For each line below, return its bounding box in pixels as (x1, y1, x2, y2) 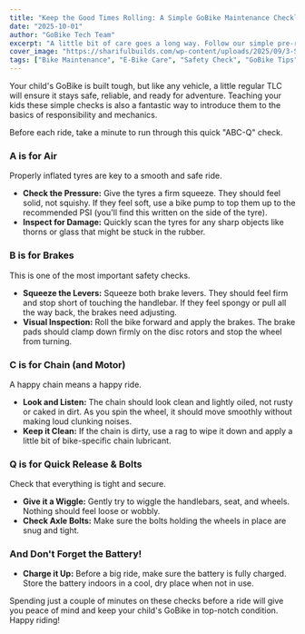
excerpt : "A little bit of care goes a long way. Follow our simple (9, 38, 274, 48)
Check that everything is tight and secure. (9, 479, 166, 490)
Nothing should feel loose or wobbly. (22, 506, 161, 517)
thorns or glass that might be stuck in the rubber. (22, 226, 206, 237)
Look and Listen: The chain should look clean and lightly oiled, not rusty (22, 396, 293, 407)
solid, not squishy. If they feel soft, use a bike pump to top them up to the (22, 197, 296, 209)
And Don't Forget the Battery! (9, 548, 143, 560)
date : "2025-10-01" (9, 22, 84, 31)
